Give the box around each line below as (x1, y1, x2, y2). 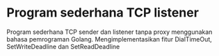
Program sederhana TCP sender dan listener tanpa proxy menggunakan (6, 28, 213, 36)
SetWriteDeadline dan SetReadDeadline (6, 42, 120, 50)
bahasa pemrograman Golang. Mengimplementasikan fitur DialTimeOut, (6, 35, 213, 43)
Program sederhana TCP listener (6, 5, 200, 21)
